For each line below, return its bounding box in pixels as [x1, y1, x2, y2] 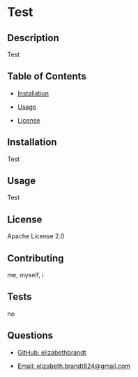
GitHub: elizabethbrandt [17, 348, 86, 356]
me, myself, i [7, 271, 44, 279]
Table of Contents [7, 70, 87, 82]
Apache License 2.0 [7, 232, 65, 240]
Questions [7, 330, 54, 341]
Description [7, 32, 59, 44]
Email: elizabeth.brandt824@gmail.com [17, 362, 131, 370]
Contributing [7, 252, 64, 264]
